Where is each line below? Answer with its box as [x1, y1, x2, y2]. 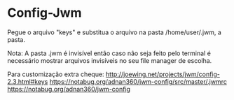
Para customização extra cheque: [7, 70, 104, 78]
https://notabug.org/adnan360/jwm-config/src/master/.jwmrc [49, 77, 228, 85]
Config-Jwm [7, 5, 82, 21]
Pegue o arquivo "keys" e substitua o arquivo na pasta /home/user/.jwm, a [7, 28, 222, 36]
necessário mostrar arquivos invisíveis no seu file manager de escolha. [7, 56, 212, 64]
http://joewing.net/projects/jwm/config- [105, 70, 221, 78]
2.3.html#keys [7, 77, 48, 85]
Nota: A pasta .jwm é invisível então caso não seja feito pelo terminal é [7, 49, 212, 57]
